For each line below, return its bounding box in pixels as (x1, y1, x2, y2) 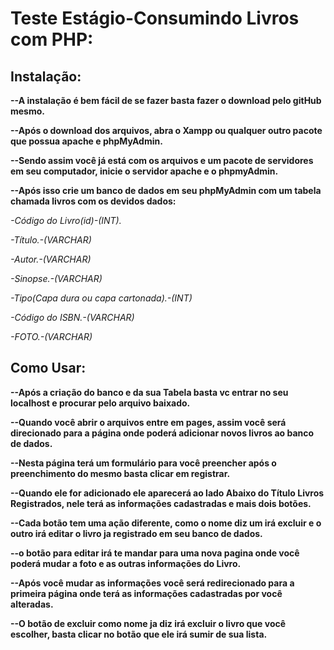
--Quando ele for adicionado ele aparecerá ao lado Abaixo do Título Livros (10, 487, 325, 499)
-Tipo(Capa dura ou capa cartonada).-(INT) (10, 292, 193, 304)
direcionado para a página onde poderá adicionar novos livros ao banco (10, 427, 315, 439)
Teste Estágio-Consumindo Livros (10, 7, 300, 30)
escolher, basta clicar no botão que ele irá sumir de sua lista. (10, 628, 268, 640)
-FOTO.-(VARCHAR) (10, 331, 93, 342)
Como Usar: (10, 360, 87, 377)
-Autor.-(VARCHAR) (10, 253, 92, 265)
